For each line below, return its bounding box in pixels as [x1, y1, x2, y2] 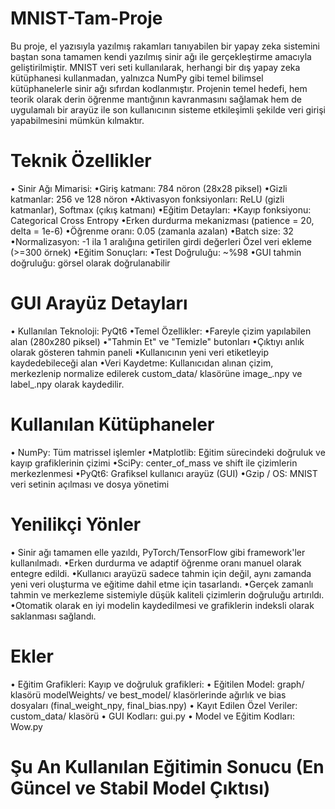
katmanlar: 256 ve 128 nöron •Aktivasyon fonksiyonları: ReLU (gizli [10, 193, 285, 205]
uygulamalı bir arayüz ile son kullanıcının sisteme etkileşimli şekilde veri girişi [10, 103, 327, 116]
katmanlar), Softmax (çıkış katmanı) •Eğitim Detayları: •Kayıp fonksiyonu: [10, 203, 312, 216]
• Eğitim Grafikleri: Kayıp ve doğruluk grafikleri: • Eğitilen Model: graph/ [10, 678, 305, 690]
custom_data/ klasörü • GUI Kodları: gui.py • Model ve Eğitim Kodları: [10, 710, 295, 722]
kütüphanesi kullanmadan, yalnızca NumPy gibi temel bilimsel [10, 72, 264, 84]
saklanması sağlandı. [10, 610, 97, 622]
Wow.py [10, 720, 43, 732]
